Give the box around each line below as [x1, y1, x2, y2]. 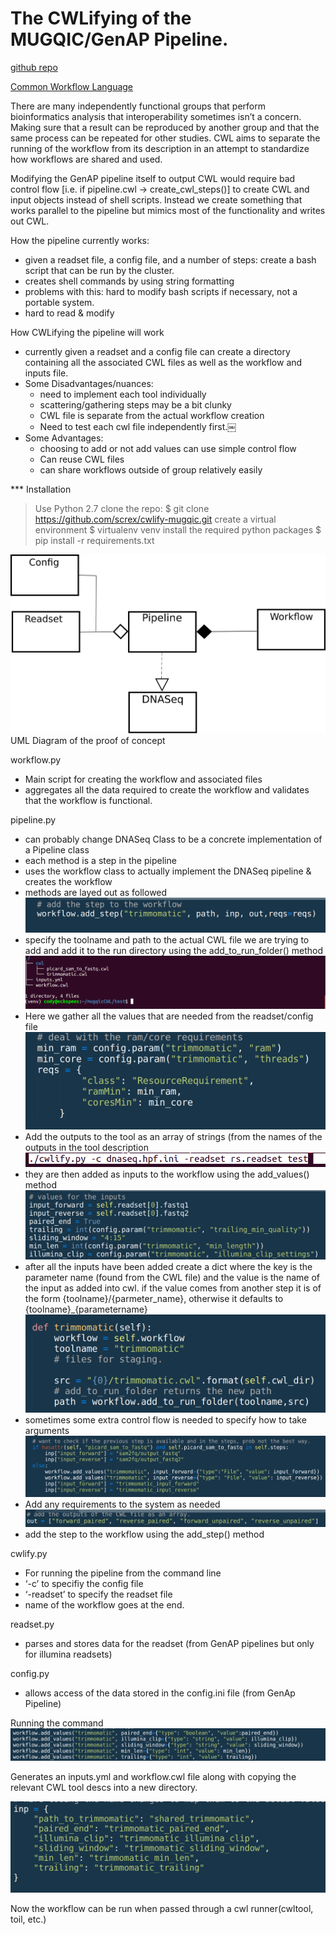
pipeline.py [10, 813, 57, 826]
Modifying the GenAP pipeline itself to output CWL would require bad [10, 172, 296, 184]
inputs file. [24, 367, 69, 379]
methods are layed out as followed [24, 886, 168, 898]
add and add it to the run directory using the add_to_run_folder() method [24, 945, 324, 957]
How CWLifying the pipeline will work [10, 326, 165, 338]
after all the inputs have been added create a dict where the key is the [24, 1261, 313, 1273]
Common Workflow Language [10, 80, 134, 92]
